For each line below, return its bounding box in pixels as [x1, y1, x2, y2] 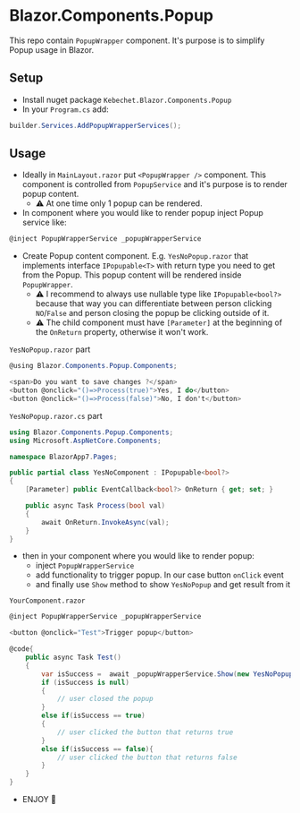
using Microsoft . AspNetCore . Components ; [9, 436, 162, 445]
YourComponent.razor [9, 596, 87, 605]
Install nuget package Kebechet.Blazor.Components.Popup [21, 94, 232, 105]
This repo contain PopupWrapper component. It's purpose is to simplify [9, 35, 265, 46]
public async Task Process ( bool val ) [25, 501, 166, 510]
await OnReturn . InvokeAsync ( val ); [41, 518, 170, 526]
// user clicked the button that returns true [56, 727, 234, 737]
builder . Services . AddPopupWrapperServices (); [9, 121, 181, 130]
